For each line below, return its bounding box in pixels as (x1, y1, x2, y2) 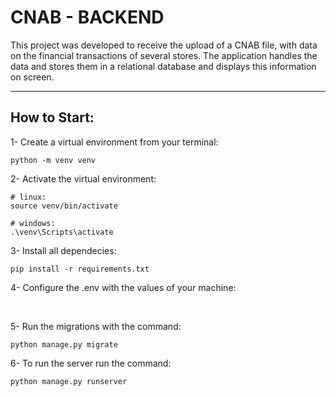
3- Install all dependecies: (10, 244, 117, 256)
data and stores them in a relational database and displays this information (10, 60, 317, 72)
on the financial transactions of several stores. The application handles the (10, 49, 318, 61)
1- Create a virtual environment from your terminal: (10, 136, 219, 148)
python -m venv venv (10, 155, 97, 165)
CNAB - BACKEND (10, 6, 165, 29)
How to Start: (10, 109, 95, 126)
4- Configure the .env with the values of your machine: (10, 281, 237, 293)
